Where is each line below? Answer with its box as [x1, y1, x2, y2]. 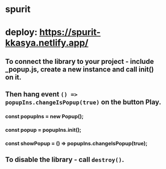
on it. [5, 73, 22, 81]
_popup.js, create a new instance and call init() [5, 65, 154, 73]
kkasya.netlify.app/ [5, 37, 89, 49]
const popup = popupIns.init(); [5, 127, 82, 133]
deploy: [5, 27, 38, 38]
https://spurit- [39, 27, 101, 38]
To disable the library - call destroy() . [5, 155, 124, 164]
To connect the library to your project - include [5, 57, 154, 66]
